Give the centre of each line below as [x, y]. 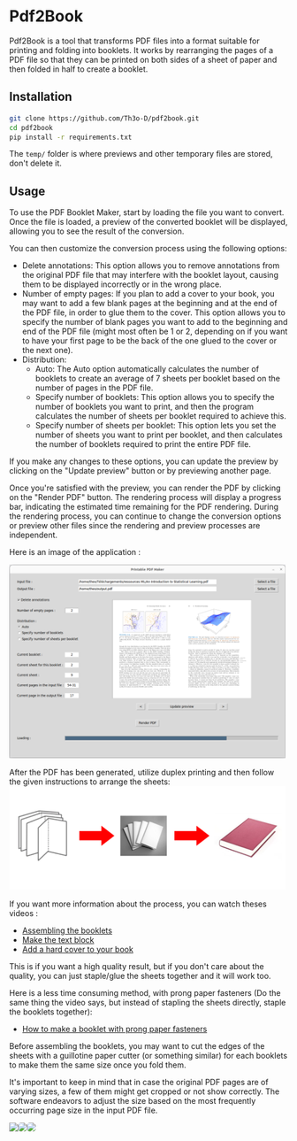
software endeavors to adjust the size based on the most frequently [133, 1100]
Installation [41, 97]
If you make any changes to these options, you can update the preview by [144, 461]
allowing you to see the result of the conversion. [97, 231]
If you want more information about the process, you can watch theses [138, 904]
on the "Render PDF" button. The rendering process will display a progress [145, 497]
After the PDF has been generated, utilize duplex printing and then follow [142, 772]
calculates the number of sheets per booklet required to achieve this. [161, 416]
